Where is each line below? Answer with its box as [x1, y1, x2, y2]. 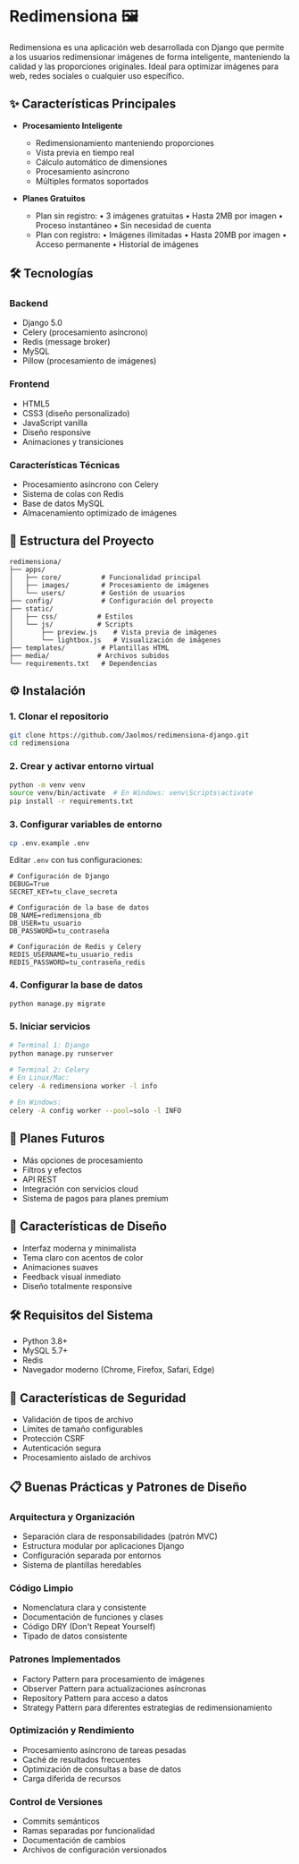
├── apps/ [9, 565, 46, 574]
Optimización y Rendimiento [9, 1724, 135, 1737]
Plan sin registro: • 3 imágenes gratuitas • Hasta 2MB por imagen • [35, 210, 284, 221]
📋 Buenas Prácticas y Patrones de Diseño [9, 1479, 247, 1494]
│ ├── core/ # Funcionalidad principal [9, 573, 202, 582]
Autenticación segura [21, 1442, 102, 1454]
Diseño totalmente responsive [21, 1280, 132, 1291]
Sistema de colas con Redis [21, 489, 124, 500]
